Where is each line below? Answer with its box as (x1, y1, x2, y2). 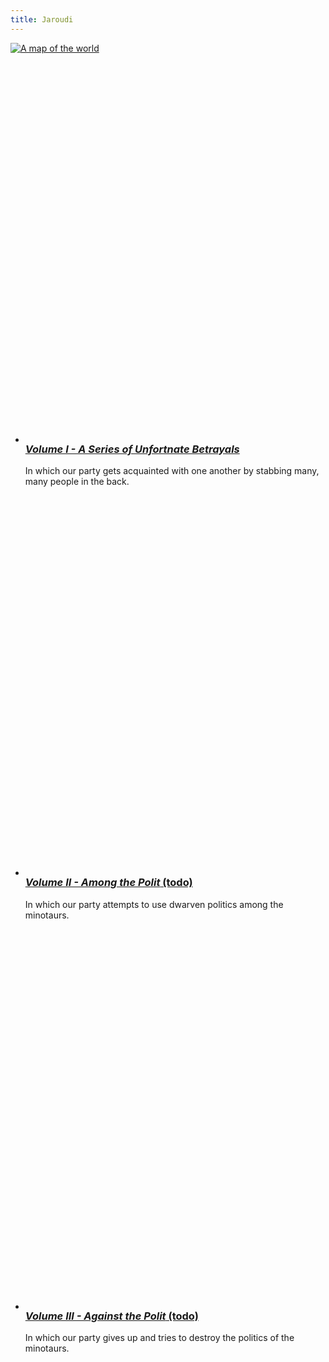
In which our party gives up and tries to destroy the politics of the (24, 1332, 295, 1344)
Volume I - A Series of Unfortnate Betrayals (24, 442, 240, 456)
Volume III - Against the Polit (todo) (24, 1309, 199, 1323)
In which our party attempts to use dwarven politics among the (24, 898, 284, 910)
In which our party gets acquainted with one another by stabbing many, (24, 465, 320, 477)
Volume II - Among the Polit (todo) (24, 876, 193, 890)
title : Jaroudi (10, 14, 74, 25)
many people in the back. (24, 476, 130, 488)
